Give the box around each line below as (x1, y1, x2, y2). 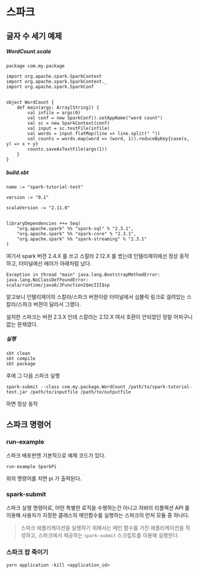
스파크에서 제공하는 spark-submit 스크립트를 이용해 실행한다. (38, 532, 180, 539)
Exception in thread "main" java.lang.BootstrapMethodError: (6, 272, 161, 277)
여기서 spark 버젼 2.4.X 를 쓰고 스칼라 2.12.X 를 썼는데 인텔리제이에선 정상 (6, 252, 178, 259)
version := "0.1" (6, 194, 49, 200)
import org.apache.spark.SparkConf (6, 84, 94, 90)
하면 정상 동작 (6, 400, 39, 408)
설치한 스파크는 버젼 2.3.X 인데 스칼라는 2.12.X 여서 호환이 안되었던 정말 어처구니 (6, 313, 193, 320)
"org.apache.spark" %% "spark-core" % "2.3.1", (17, 231, 136, 236)
